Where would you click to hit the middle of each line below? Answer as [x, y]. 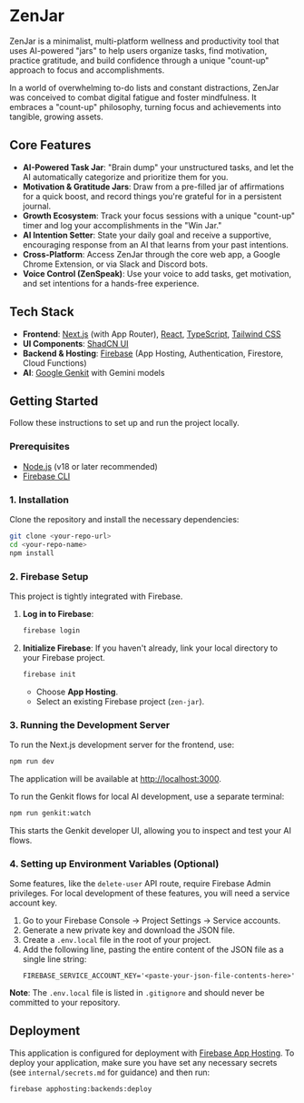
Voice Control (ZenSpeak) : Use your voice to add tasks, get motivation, [157, 273]
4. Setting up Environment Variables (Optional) [114, 864]
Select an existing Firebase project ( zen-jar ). [120, 701]
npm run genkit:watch [50, 813]
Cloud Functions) [55, 363]
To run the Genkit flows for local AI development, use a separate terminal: [147, 796]
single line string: [54, 959]
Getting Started [54, 401]
